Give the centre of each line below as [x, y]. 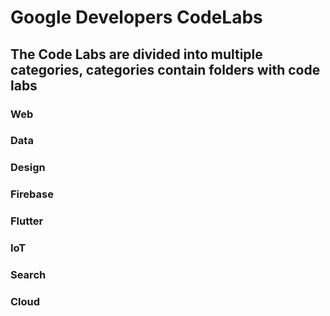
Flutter [27, 221]
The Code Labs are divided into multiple [136, 54]
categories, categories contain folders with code [165, 69]
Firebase [32, 194]
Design [28, 168]
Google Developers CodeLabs [136, 17]
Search [28, 275]
